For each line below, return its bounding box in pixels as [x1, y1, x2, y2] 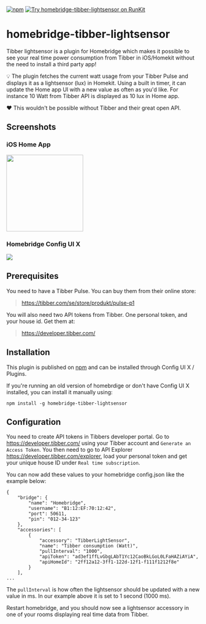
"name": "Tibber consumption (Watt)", [39, 543, 139, 549]
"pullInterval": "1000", [39, 549, 103, 555]
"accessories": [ [17, 527, 62, 533]
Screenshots [6, 122, 56, 132]
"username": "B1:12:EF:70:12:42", [28, 506, 116, 512]
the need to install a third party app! [6, 60, 97, 67]
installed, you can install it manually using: [6, 388, 113, 395]
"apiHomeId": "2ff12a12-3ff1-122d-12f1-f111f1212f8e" [39, 559, 180, 565]
